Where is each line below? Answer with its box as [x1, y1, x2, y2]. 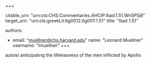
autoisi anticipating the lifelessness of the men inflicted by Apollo [5, 52, 141, 58]
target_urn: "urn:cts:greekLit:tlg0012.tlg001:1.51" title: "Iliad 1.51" [5, 18, 138, 23]
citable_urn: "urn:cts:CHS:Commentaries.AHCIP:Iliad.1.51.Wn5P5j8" [5, 12, 145, 18]
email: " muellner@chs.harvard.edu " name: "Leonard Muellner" [12, 37, 143, 43]
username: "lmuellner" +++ [12, 42, 70, 48]
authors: [5, 27, 23, 33]
